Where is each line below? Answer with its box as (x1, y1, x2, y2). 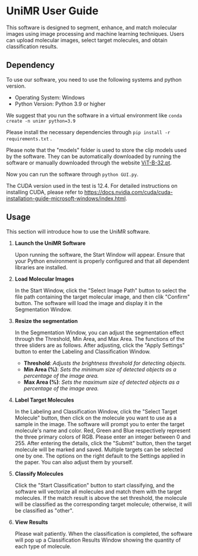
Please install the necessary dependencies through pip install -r (6, 128, 171, 135)
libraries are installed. (14, 263, 68, 271)
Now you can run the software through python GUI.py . (6, 170, 139, 178)
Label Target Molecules (14, 396, 74, 403)
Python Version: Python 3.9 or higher (14, 100, 106, 107)
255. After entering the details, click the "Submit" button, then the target (14, 439, 191, 446)
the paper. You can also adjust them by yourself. (14, 458, 133, 465)
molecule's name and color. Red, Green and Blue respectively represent (14, 427, 191, 434)
